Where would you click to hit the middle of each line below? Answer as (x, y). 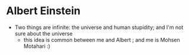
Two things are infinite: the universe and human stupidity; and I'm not (99, 27)
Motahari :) (37, 46)
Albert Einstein (43, 11)
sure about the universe (43, 33)
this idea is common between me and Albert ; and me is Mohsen (102, 40)
